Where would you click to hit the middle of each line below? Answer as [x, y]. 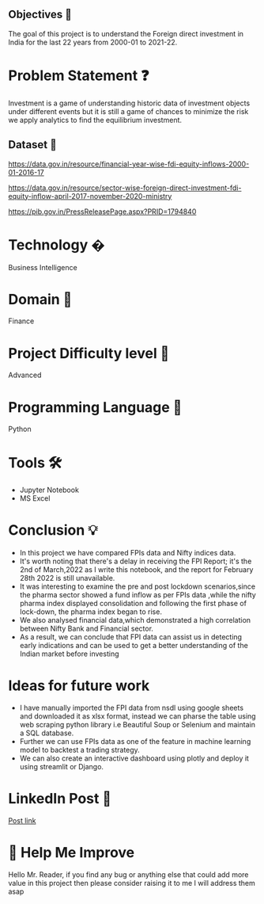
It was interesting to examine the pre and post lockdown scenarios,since [137, 586]
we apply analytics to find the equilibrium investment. [95, 120]
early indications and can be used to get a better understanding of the [134, 646]
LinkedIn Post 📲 [60, 799]
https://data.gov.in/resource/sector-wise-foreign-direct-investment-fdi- [125, 188]
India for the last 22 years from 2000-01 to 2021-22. [93, 42]
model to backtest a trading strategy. [79, 750]
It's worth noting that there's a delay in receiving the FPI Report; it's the [136, 561]
